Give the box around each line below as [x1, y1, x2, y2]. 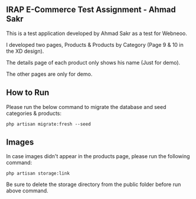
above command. [6, 187, 48, 194]
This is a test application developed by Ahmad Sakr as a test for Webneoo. [6, 30, 188, 37]
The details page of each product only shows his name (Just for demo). [6, 59, 181, 66]
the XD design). [6, 47, 44, 54]
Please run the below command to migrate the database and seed [6, 103, 166, 110]
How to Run [6, 88, 50, 98]
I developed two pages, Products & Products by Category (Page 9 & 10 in [6, 41, 184, 48]
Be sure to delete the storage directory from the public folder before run [6, 181, 181, 188]
